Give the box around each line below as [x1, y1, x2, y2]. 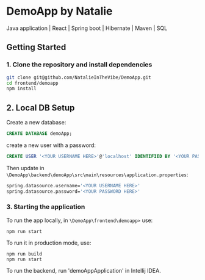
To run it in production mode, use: [6, 239, 92, 246]
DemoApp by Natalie [6, 4, 113, 18]
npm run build [6, 251, 43, 257]
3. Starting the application [6, 203, 85, 211]
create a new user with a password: [6, 142, 96, 149]
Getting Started [6, 42, 67, 52]
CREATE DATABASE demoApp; [6, 131, 72, 137]
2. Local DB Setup [6, 102, 75, 113]
